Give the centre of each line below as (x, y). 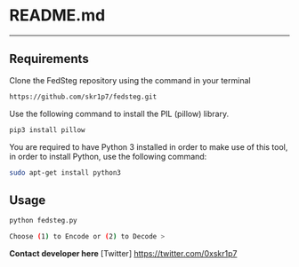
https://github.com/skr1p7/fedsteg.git (83, 97)
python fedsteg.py (43, 221)
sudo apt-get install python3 (65, 173)
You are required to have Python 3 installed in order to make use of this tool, (149, 146)
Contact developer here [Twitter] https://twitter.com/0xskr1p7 (123, 253)
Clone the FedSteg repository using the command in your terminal (130, 80)
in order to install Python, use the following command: (108, 156)
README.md (57, 16)
